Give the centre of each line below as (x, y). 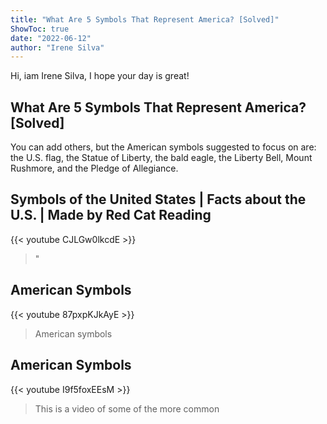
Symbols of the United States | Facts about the (158, 199)
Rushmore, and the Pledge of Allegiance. (94, 168)
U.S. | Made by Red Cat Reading (111, 215)
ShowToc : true (40, 29)
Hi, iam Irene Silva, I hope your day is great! (100, 76)
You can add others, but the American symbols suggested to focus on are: (163, 147)
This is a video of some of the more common (127, 408)
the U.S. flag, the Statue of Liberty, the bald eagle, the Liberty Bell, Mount (161, 158)
